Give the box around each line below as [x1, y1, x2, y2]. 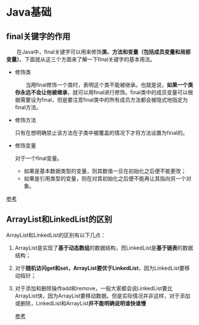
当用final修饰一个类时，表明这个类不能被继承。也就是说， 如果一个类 [25, 82, 193, 88]
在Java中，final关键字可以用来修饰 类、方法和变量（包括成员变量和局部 [16, 49, 191, 55]
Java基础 [6, 5, 52, 19]
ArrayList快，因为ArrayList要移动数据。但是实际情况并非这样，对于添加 [14, 292, 191, 299]
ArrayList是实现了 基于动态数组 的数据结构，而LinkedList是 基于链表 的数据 [14, 244, 194, 251]
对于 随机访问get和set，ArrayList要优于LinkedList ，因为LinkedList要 [14, 264, 185, 272]
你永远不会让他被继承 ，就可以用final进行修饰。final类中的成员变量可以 [14, 89, 188, 96]
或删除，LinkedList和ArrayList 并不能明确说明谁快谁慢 [14, 299, 146, 306]
